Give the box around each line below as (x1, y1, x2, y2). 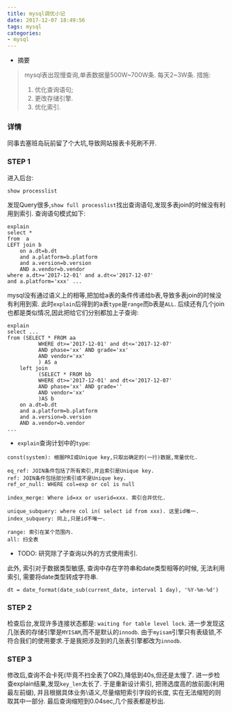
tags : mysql (7, 23, 42, 30)
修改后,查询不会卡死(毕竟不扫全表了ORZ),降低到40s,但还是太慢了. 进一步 (7, 671, 215, 679)
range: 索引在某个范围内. (7, 528, 74, 535)
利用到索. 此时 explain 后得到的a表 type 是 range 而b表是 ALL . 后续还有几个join (13, 300, 224, 308)
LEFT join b (7, 241, 42, 248)
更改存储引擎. (34, 95, 74, 103)
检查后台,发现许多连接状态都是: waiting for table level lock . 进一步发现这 (7, 620, 225, 628)
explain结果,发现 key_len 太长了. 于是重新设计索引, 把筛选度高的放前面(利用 (13, 679, 225, 688)
